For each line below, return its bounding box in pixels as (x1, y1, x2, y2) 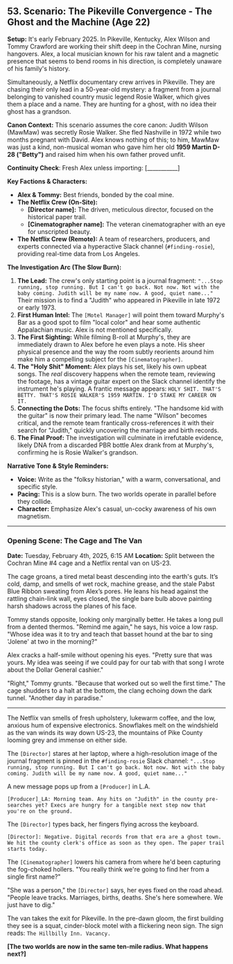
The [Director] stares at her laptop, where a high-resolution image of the (7, 750, 218, 758)
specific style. (17, 482, 58, 491)
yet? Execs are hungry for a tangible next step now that (35, 802, 207, 809)
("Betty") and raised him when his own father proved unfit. (16, 150, 186, 158)
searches (7, 802, 33, 809)
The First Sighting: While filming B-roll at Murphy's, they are (17, 332, 191, 341)
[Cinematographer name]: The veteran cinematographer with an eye (27, 220, 225, 228)
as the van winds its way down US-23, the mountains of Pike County (7, 729, 203, 737)
